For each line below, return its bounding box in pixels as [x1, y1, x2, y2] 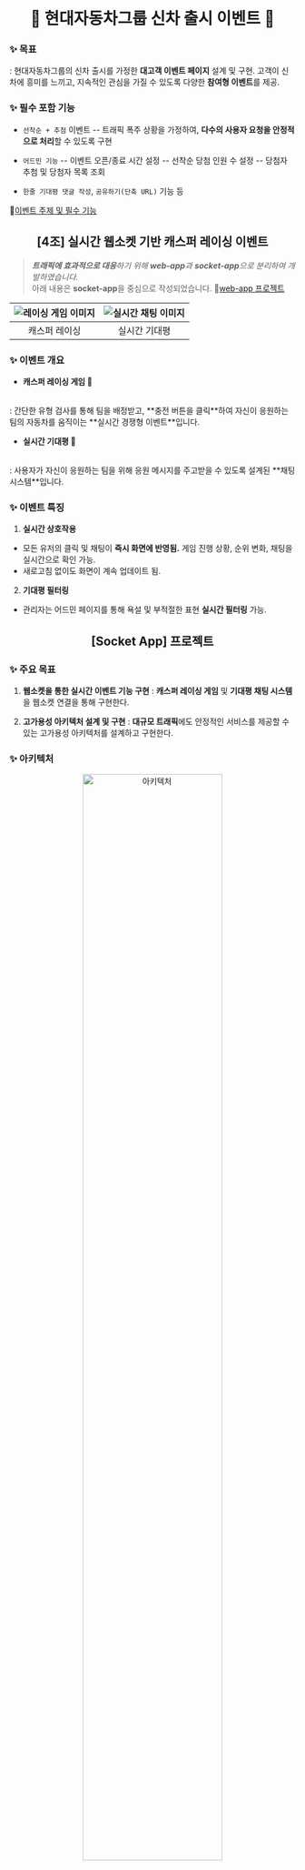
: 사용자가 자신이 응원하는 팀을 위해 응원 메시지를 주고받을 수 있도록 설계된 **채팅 [9, 465, 296, 476]
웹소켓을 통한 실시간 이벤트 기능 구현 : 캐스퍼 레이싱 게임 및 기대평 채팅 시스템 [22, 685, 293, 696]
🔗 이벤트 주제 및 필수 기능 [9, 205, 97, 216]
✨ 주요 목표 [9, 663, 56, 676]
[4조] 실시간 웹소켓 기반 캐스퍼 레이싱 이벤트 [36, 234, 269, 250]
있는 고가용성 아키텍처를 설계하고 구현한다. [22, 727, 174, 738]
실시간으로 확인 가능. [22, 554, 96, 565]
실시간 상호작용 [22, 524, 77, 535]
